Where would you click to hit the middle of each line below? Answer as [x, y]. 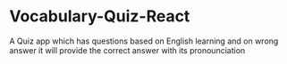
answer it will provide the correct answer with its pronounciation [127, 50]
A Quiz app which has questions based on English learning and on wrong [144, 41]
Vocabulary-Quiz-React [100, 16]
